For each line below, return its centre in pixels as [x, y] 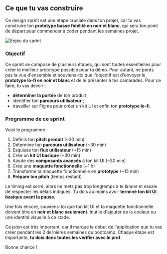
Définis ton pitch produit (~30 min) [48, 139]
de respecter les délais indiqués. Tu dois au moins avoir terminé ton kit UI [81, 191]
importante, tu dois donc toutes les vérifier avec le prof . [64, 237]
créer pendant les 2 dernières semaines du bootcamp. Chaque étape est [80, 232]
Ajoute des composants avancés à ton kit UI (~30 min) [69, 161]
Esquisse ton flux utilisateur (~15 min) [52, 150]
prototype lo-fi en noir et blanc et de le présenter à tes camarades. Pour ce [83, 80]
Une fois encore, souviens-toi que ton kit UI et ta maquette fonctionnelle [79, 206]
